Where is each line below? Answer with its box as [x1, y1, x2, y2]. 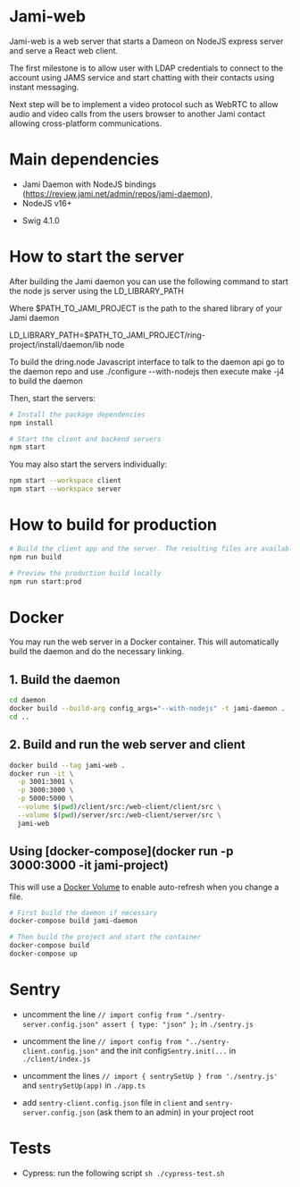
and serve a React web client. [9, 45, 119, 55]
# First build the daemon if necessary [9, 908, 158, 917]
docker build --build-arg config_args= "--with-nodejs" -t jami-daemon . [9, 704, 286, 713]
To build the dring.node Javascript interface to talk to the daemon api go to [9, 356, 286, 367]
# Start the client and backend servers [9, 434, 162, 443]
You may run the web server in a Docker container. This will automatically [9, 636, 279, 647]
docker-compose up [9, 949, 78, 958]
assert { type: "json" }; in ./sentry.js [102, 1018, 254, 1029]
